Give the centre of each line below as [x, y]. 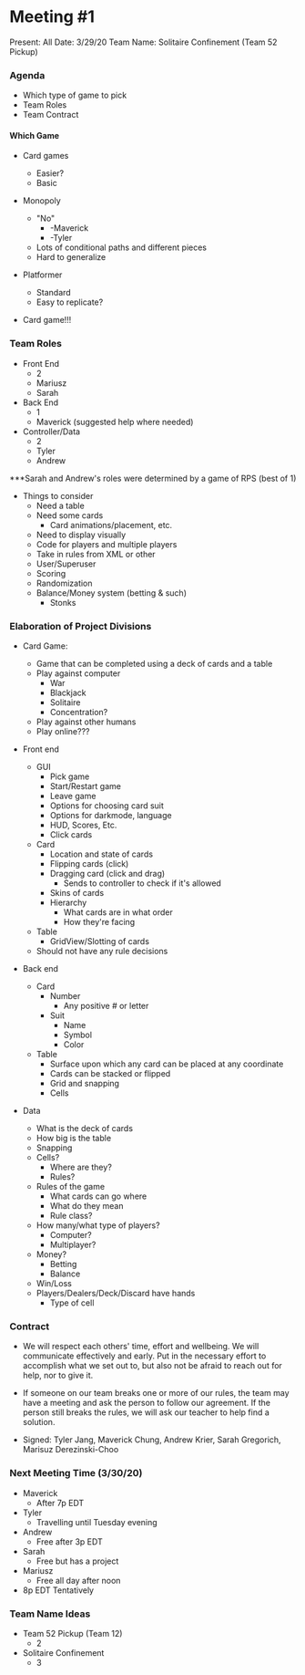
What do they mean [86, 1206]
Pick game [70, 776]
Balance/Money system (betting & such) [111, 593]
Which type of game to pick [75, 95]
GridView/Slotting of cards [100, 942]
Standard [53, 293]
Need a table [60, 505]
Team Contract [51, 115]
